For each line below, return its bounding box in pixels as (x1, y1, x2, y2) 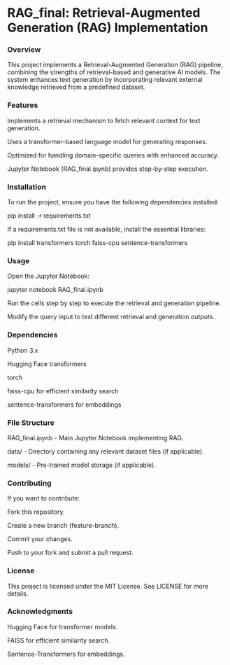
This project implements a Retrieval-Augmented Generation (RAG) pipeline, (7, 61, 224, 69)
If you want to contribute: (7, 494, 80, 503)
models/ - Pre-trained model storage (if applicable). (7, 461, 156, 469)
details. (7, 589, 29, 598)
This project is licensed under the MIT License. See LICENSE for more (7, 582, 208, 590)
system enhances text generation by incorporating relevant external (7, 76, 203, 84)
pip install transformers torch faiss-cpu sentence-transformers (7, 239, 188, 247)
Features (7, 100, 38, 110)
